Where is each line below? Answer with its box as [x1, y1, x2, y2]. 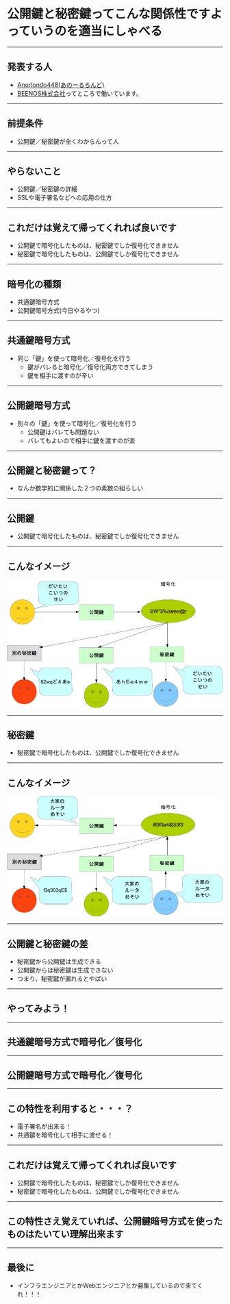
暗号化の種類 [7, 278, 62, 290]
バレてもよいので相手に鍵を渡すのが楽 [27, 436, 136, 444]
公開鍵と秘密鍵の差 [7, 938, 88, 949]
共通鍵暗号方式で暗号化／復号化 [7, 1036, 142, 1048]
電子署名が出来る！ [16, 1123, 72, 1131]
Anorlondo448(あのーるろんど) [16, 80, 105, 89]
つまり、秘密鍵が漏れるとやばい [16, 975, 107, 983]
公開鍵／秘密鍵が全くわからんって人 [16, 137, 120, 145]
